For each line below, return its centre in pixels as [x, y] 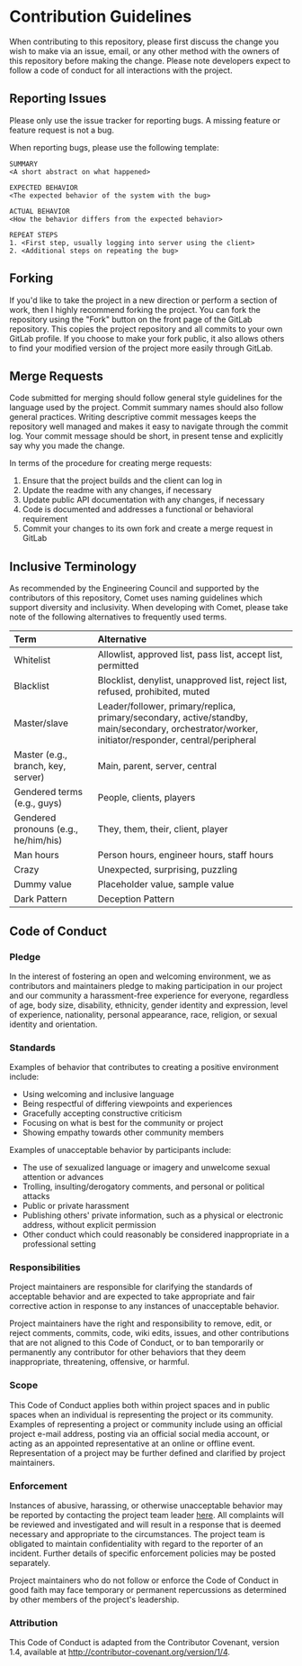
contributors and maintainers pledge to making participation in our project [146, 985]
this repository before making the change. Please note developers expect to [150, 60]
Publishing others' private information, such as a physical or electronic [153, 1215]
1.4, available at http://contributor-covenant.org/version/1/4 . [120, 1652]
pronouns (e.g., [46, 829]
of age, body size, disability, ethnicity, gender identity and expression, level [149, 1005]
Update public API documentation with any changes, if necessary [143, 500]
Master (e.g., [40, 755]
